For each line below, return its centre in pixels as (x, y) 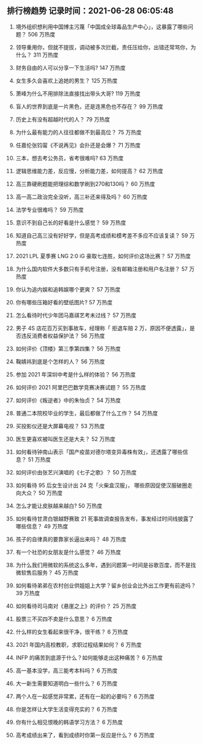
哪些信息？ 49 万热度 (42, 526)
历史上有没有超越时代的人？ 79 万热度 (63, 119)
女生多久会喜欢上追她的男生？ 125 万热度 (67, 80)
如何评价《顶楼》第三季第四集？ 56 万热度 (68, 349)
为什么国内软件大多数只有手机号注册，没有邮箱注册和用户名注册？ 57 (102, 268)
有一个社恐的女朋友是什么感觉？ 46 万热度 (68, 552)
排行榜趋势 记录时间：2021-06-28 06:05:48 (90, 11)
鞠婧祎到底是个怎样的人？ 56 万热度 (60, 361)
